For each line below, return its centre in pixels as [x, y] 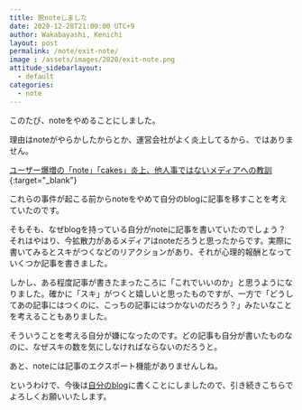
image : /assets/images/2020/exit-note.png [92, 60]
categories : [32, 85]
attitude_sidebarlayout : [56, 69]
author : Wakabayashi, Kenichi [66, 34]
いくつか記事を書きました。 [61, 263]
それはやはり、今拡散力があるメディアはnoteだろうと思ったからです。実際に [151, 240]
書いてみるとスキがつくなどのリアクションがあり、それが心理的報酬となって [151, 252]
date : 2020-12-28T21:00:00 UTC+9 [72, 26]
